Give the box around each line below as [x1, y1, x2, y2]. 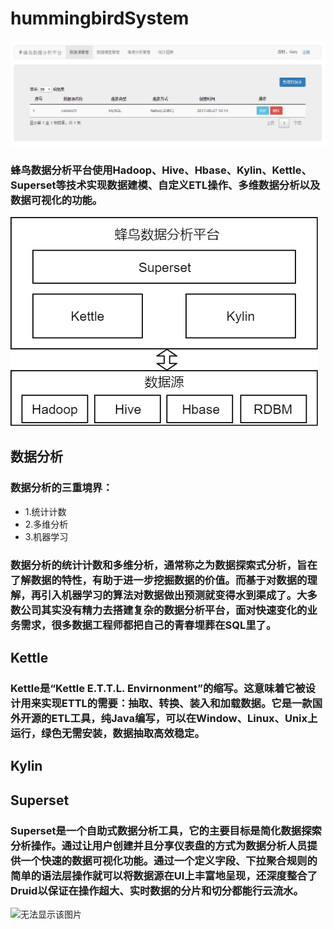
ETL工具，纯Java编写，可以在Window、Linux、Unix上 [51, 711, 318, 725]
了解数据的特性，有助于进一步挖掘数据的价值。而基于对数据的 [10, 573, 308, 587]
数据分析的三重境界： [10, 481, 113, 495]
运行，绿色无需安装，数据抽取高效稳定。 [10, 726, 205, 740]
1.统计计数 [24, 505, 67, 517]
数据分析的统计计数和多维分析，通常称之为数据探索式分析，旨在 [10, 558, 318, 572]
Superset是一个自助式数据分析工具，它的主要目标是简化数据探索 [10, 823, 322, 837]
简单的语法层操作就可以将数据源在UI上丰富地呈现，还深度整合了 [10, 868, 318, 882]
